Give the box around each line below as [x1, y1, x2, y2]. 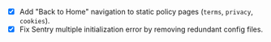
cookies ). [19, 16, 50, 26]
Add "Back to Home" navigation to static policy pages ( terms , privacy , [19, 7, 253, 16]
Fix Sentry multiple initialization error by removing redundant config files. [19, 24, 264, 35]
